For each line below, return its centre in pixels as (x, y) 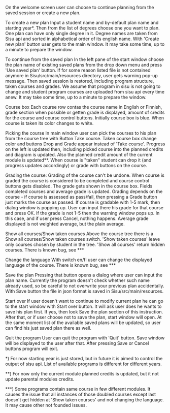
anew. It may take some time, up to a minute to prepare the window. (76, 97)
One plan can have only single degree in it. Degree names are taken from (82, 33)
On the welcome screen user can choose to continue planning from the (80, 7)
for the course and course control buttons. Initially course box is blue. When (84, 118)
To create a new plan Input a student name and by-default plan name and (82, 23)
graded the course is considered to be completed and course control (77, 181)
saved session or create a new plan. (43, 13)
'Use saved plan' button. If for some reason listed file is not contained (78, 70)
